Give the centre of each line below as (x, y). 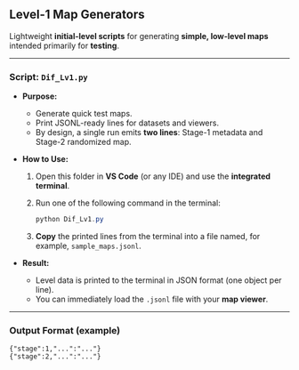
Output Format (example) (65, 330)
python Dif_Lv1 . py (69, 220)
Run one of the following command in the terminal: (128, 203)
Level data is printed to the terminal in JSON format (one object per (158, 280)
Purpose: (40, 96)
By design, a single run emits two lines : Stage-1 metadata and (149, 133)
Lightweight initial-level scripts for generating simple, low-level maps (139, 36)
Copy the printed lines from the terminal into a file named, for (148, 236)
